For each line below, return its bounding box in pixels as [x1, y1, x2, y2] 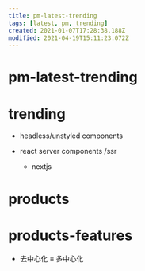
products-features [8, 226, 133, 244]
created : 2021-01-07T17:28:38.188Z [8, 26, 126, 34]
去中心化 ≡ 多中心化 [19, 253, 84, 263]
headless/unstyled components [19, 131, 124, 140]
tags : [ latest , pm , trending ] [8, 19, 109, 27]
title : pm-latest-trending [8, 11, 97, 20]
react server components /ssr [19, 147, 117, 156]
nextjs [31, 162, 52, 171]
